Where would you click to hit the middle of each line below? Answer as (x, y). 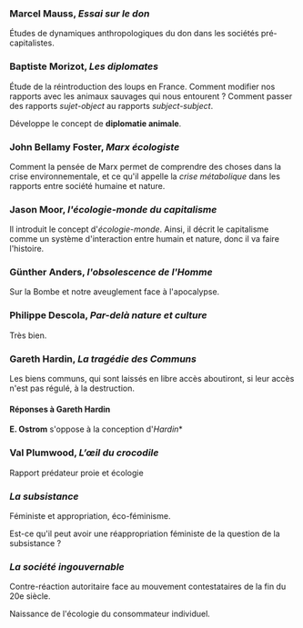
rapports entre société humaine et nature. (87, 185)
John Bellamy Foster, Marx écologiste (95, 146)
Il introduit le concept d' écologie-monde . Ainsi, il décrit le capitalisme (139, 229)
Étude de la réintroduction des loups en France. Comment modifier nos (142, 86)
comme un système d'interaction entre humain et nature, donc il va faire (145, 239)
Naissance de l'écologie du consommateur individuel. (110, 614)
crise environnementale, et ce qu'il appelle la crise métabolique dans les (145, 176)
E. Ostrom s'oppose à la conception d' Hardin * (96, 429)
